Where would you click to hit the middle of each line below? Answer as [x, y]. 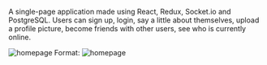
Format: [67, 53]
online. [19, 37]
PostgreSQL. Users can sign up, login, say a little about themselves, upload [134, 20]
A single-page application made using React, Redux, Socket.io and [120, 12]
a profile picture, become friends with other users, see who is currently [127, 28]
